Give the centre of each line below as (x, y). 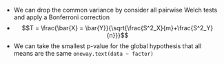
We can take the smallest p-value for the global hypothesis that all (108, 46)
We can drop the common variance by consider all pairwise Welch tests (115, 10)
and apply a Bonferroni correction (62, 17)
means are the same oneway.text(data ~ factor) (83, 53)
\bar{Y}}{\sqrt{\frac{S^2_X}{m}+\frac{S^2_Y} (149, 28)
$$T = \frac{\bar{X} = (53, 28)
